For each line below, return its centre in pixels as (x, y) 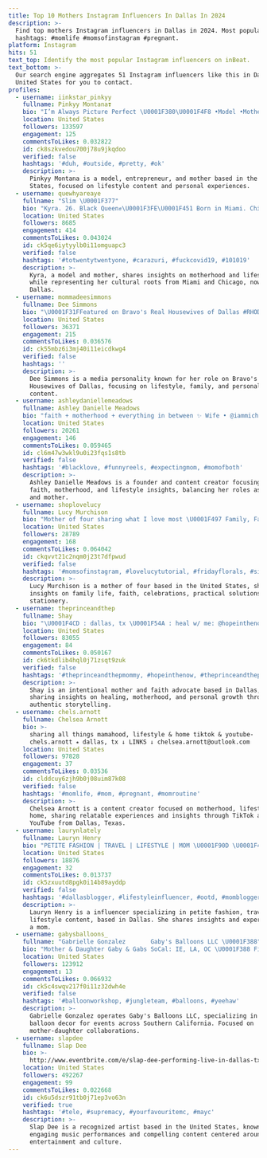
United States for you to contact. (74, 82)
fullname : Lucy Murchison (66, 512)
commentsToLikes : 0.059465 (67, 446)
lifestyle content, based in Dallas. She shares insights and (134, 920)
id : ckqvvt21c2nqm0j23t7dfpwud (74, 556)
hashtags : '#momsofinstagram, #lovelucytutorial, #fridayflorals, (135, 571)
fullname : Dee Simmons (60, 304)
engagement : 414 (50, 231)
